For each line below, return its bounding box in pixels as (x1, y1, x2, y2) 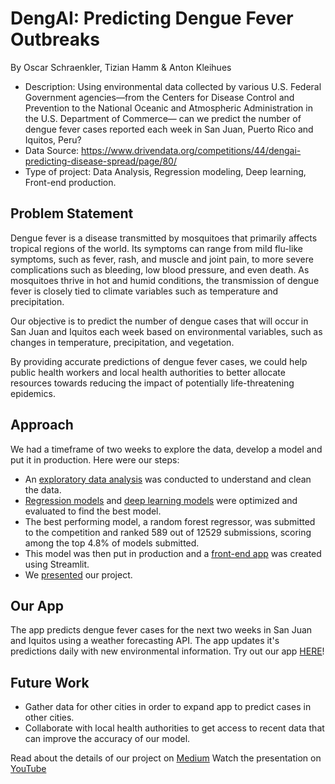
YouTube (10, 763, 47, 775)
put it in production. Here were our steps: (10, 453, 180, 466)
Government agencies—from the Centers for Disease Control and (24, 91, 295, 103)
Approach (10, 417, 74, 434)
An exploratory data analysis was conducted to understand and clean (24, 473, 312, 485)
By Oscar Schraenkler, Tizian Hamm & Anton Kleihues (10, 61, 232, 73)
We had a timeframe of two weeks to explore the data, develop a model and (10, 443, 323, 455)
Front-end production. (24, 176, 117, 188)
